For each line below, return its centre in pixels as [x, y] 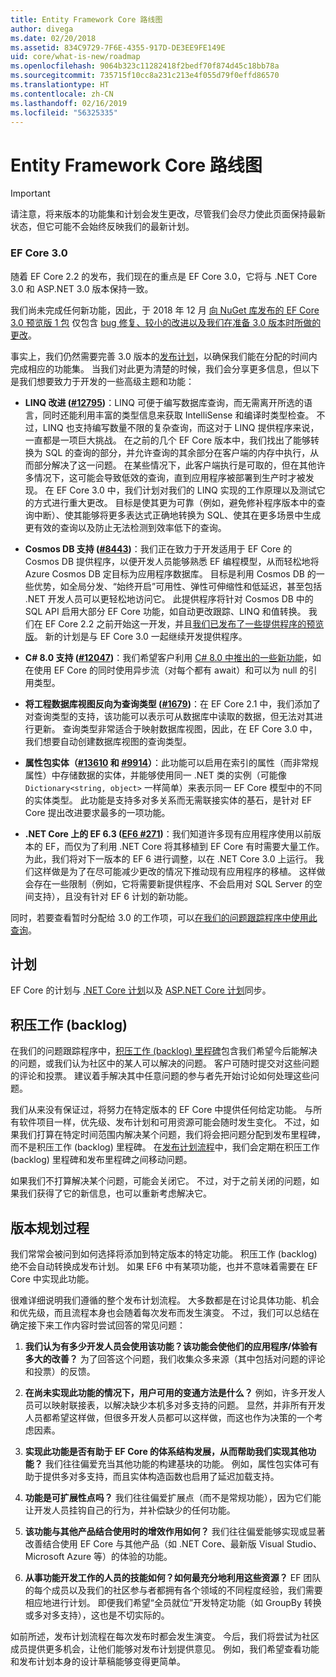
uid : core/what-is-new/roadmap [75, 57]
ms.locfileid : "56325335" [64, 112]
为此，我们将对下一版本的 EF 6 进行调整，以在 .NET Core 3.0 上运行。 [168, 858]
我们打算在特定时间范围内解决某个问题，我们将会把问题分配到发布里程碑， [172, 1135]
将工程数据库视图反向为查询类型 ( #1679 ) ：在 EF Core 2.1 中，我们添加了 [173, 703]
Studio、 [304, 1544]
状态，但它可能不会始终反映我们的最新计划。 [102, 227]
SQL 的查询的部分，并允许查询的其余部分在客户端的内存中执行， [177, 452]
